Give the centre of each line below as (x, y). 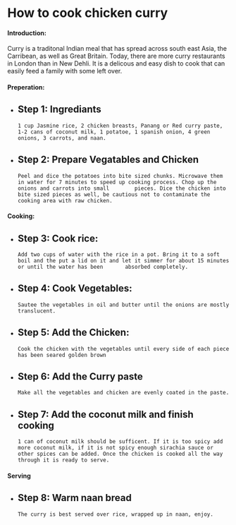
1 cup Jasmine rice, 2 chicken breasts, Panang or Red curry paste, (120, 126)
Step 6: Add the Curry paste (80, 376)
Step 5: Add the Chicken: (73, 333)
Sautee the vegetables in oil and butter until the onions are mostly (123, 305)
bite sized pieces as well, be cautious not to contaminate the (114, 194)
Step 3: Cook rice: (58, 238)
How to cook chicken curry (88, 13)
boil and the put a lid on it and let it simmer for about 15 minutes (123, 261)
